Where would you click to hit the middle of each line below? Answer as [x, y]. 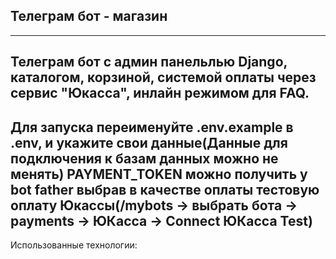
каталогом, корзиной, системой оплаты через [163, 77]
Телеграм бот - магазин [89, 16]
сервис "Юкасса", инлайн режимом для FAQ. [160, 93]
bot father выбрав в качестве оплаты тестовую [165, 189]
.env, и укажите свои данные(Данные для [149, 142]
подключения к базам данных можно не [144, 158]
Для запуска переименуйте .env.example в [152, 127]
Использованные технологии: [74, 245]
